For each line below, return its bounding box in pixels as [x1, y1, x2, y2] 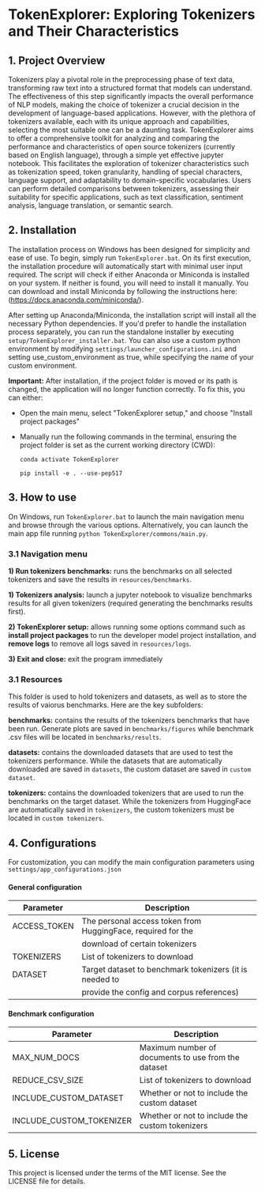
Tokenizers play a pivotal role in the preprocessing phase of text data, [8, 75, 235, 84]
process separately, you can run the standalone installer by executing [8, 326, 234, 337]
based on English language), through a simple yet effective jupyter [8, 150, 224, 160]
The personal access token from [81, 915, 202, 926]
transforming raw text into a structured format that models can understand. [8, 83, 252, 92]
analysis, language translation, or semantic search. [8, 201, 174, 210]
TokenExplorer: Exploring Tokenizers [8, 6, 256, 24]
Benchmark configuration [8, 1009, 95, 1018]
